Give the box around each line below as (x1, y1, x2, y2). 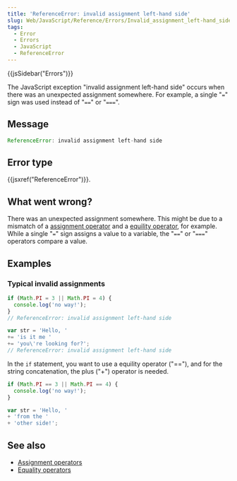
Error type (7, 156, 53, 168)
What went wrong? (7, 196, 93, 208)
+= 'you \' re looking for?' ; (7, 340, 90, 348)
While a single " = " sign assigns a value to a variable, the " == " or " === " (7, 230, 208, 238)
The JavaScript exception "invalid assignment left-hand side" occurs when (7, 83, 225, 91)
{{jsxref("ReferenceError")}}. (7, 175, 91, 184)
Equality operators (17, 465, 72, 474)
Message (7, 118, 49, 131)
